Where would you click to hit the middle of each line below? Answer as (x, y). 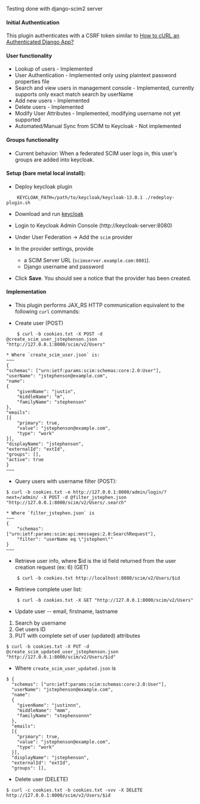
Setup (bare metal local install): (46, 173)
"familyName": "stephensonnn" (55, 716)
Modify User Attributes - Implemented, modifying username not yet (98, 114)
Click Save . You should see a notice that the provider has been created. (103, 278)
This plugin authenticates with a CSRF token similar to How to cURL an (93, 36)
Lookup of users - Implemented (54, 69)
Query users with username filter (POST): (66, 482)
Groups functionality (33, 140)
